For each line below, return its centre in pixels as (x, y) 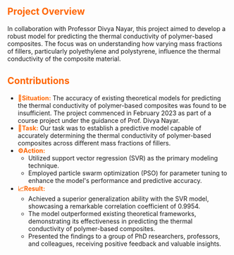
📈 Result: (31, 188)
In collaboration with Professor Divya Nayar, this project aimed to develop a (117, 28)
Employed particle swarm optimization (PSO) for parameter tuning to (128, 173)
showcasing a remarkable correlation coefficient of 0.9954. (114, 206)
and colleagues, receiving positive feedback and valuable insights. (125, 244)
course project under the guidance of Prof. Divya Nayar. (99, 120)
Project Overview (46, 12)
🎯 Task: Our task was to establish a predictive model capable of (110, 128)
